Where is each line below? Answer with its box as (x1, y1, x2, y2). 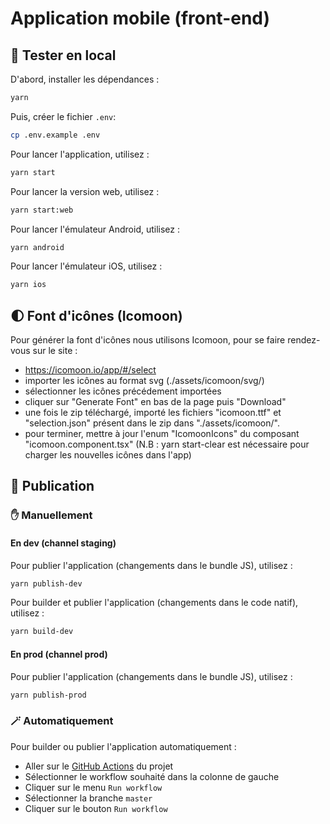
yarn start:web (10, 205, 74, 215)
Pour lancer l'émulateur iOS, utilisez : (10, 260, 163, 272)
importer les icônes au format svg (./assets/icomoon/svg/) (24, 375, 265, 387)
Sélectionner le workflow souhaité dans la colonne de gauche (24, 770, 280, 782)
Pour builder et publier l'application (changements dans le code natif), (10, 597, 299, 609)
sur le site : (32, 345, 78, 357)
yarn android (10, 242, 65, 252)
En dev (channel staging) (10, 537, 117, 549)
